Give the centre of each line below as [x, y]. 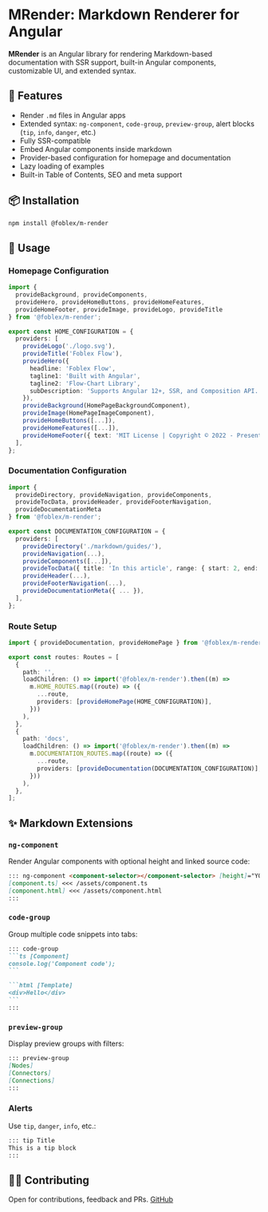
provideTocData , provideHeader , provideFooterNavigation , [114, 502]
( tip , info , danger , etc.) [58, 132]
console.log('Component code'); [62, 964]
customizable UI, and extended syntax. [73, 70]
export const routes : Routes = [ [64, 657]
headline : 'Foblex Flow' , [72, 368]
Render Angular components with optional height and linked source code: [129, 861]
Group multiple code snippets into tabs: [73, 934]
